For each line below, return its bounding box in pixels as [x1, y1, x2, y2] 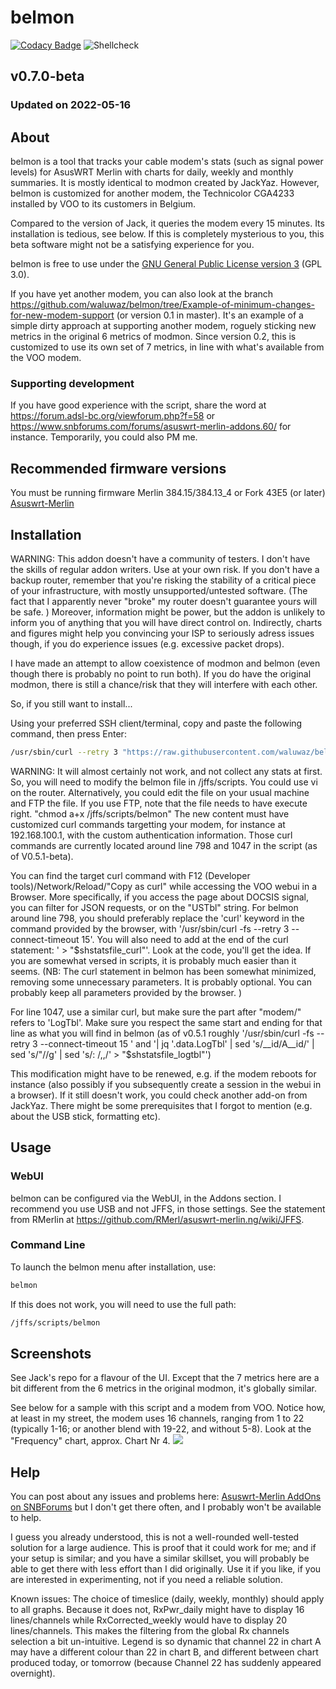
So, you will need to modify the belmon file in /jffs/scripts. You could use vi [10, 776, 318, 788]
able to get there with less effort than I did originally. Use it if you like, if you [10, 1563, 322, 1575]
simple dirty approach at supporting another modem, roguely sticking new [10, 320, 317, 332]
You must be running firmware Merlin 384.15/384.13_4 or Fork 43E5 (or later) [10, 487, 326, 499]
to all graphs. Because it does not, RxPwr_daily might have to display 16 [10, 1604, 305, 1616]
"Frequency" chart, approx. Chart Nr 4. [10, 1435, 171, 1447]
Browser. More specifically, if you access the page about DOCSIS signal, [10, 891, 309, 903]
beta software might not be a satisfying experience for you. [10, 239, 255, 251]
